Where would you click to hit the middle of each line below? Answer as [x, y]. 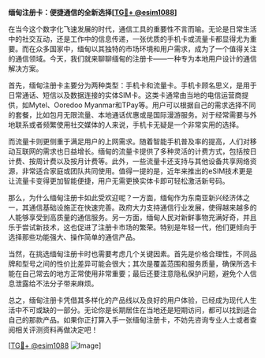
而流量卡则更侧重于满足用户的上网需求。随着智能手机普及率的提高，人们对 [129, 142]
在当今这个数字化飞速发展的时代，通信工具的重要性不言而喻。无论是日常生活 [132, 29]
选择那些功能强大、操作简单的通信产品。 [74, 237]
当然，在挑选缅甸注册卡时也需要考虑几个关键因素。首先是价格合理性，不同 [129, 254]
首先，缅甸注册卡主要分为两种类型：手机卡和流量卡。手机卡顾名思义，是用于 [132, 85]
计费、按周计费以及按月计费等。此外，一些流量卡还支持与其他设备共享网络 [129, 161]
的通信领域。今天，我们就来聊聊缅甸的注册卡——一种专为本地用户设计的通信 [132, 59]
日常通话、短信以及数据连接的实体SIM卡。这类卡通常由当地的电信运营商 [125, 95]
